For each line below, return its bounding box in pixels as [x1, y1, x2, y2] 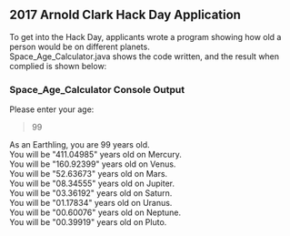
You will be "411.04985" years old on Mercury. [9, 149, 182, 160]
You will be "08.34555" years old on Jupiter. [9, 178, 175, 190]
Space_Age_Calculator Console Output [9, 83, 185, 96]
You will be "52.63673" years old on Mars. [9, 169, 168, 180]
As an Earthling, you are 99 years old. [9, 139, 150, 150]
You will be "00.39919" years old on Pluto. [9, 217, 167, 228]
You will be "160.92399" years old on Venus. [9, 159, 176, 169]
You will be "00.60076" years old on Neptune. [9, 207, 182, 218]
